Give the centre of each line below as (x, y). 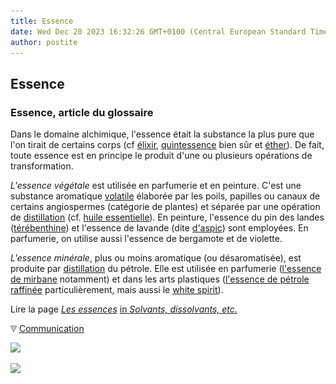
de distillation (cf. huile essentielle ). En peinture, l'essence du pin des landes (167, 217)
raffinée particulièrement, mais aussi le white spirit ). (117, 290)
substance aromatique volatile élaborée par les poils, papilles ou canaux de (165, 196)
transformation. (42, 166)
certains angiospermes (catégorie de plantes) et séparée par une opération (165, 207)
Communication (51, 329)
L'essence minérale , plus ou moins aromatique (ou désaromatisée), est (156, 258)
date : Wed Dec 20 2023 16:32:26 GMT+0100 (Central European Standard (158, 31)
